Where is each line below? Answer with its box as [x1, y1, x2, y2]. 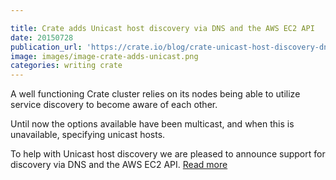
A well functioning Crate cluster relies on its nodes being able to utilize [10, 88, 301, 100]
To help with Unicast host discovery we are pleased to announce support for [10, 148, 326, 160]
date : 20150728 [10, 32, 74, 43]
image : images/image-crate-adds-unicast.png [10, 51, 199, 61]
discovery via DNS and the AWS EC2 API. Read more [10, 159, 228, 171]
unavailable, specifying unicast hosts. [10, 129, 166, 141]
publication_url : [10, 42, 83, 52]
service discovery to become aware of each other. [10, 99, 218, 111]
